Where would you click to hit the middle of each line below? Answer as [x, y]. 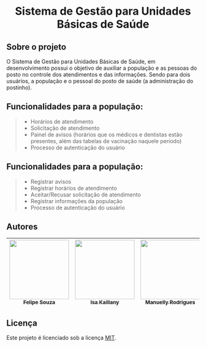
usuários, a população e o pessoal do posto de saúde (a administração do [100, 81]
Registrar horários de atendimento [74, 188]
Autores [22, 227]
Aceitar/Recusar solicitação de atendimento [86, 195]
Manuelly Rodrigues [170, 302]
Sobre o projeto [36, 47]
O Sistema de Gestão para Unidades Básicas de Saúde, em [81, 62]
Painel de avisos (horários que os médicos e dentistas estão [106, 134]
